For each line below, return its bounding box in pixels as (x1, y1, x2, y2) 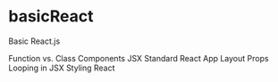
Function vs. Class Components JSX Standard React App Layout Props (8, 53, 269, 63)
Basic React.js (8, 36, 61, 46)
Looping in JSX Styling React (8, 62, 115, 73)
